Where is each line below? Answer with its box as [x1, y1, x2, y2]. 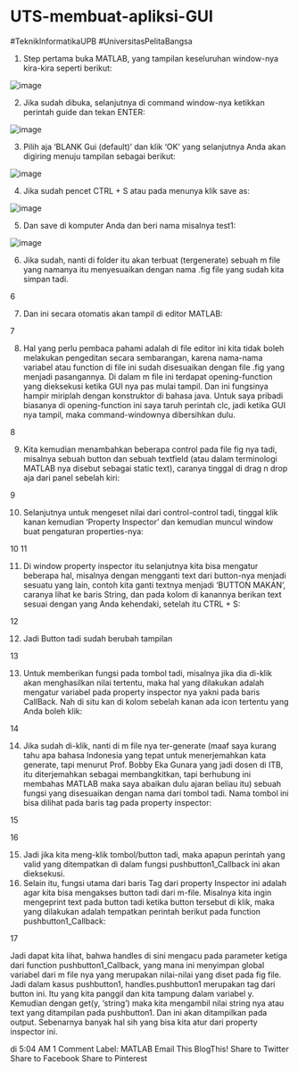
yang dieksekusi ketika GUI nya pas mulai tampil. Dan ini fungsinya [22, 381, 269, 391]
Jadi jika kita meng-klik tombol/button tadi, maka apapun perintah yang [22, 849, 286, 859]
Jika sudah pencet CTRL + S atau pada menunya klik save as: [22, 185, 251, 196]
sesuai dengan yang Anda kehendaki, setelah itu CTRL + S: [22, 598, 241, 609]
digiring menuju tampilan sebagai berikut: [22, 150, 177, 162]
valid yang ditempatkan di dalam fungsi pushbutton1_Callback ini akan [22, 858, 280, 869]
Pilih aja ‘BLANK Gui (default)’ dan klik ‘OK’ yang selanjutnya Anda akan [22, 141, 286, 152]
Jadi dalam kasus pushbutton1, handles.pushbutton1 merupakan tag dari [10, 978, 276, 989]
